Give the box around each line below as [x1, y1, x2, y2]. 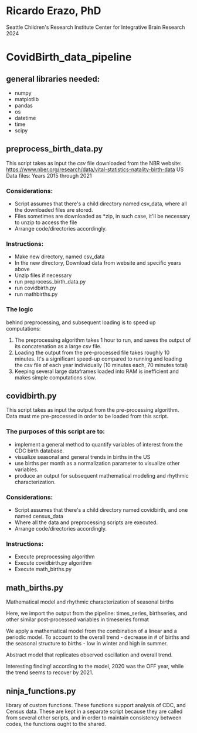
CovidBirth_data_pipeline [6, 51, 132, 64]
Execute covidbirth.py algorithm [14, 559, 92, 567]
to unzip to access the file [14, 219, 77, 226]
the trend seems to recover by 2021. [6, 669, 94, 676]
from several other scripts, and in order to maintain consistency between [6, 714, 182, 721]
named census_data [14, 513, 63, 520]
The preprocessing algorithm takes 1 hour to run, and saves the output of [14, 336, 191, 344]
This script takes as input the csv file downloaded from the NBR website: [6, 159, 182, 166]
